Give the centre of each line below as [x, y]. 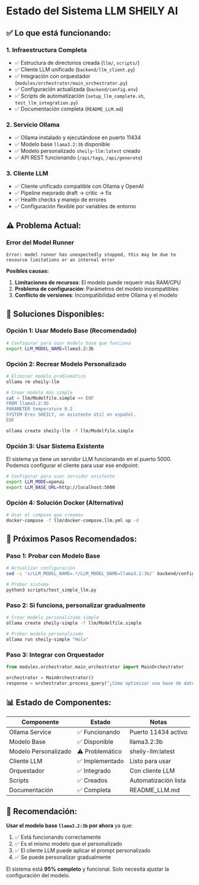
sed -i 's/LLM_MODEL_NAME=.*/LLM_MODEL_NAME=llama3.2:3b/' [81, 574]
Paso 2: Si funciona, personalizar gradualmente [76, 605]
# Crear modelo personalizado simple [53, 618]
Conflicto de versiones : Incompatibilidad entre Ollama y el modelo [96, 295]
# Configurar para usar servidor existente [61, 476]
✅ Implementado [100, 761]
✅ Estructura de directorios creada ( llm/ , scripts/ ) [77, 62]
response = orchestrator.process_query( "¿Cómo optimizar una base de [94, 683]
